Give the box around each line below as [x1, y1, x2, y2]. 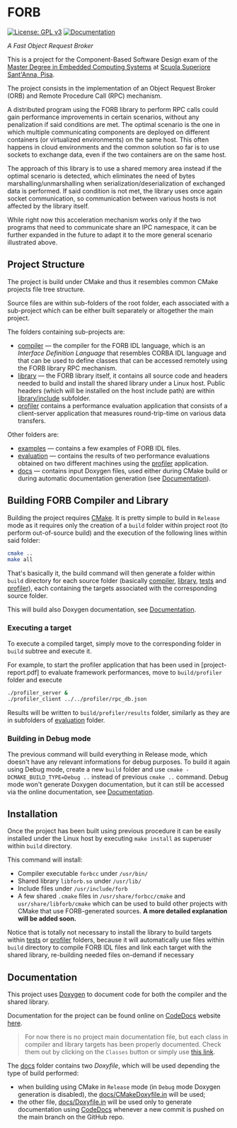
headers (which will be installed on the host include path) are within [17, 386, 215, 395]
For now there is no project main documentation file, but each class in [24, 1032, 229, 1042]
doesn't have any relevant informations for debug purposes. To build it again [7, 757, 231, 766]
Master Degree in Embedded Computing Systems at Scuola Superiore [7, 62, 211, 71]
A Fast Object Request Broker [7, 41, 94, 50]
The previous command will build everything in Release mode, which [7, 750, 208, 758]
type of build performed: [7, 1069, 79, 1078]
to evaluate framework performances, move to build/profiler [40, 667, 223, 677]
